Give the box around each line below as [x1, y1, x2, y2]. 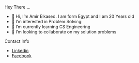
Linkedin [11, 48, 29, 53]
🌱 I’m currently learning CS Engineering [11, 24, 91, 30]
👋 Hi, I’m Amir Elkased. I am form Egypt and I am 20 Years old [11, 14, 134, 19]
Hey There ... [4, 4, 31, 10]
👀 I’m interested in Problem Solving [11, 19, 82, 24]
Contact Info [4, 38, 30, 44]
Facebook [11, 53, 32, 59]
